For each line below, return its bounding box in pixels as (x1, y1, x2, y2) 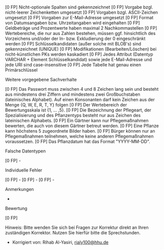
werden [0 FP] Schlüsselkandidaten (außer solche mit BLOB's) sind (5, 41, 141, 46)
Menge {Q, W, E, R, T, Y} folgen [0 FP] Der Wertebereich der (5, 102, 127, 107)
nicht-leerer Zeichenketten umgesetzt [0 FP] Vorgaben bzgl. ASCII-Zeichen (5, 9, 159, 15)
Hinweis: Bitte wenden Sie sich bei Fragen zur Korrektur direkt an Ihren (5, 224, 149, 230)
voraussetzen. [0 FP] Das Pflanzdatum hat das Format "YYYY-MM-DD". (5, 139, 150, 144)
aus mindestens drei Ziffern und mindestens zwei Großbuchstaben (5, 91, 140, 97)
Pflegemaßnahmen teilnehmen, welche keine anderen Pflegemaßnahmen (5, 133, 154, 139)
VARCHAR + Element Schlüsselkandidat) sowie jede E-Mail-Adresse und (5, 57, 152, 62)
